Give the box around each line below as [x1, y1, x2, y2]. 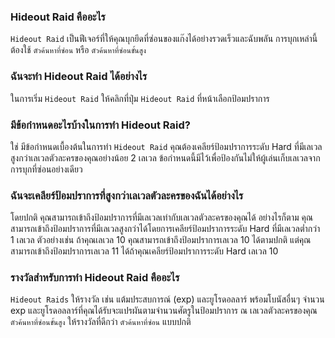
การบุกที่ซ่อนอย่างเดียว [10, 163, 83, 175]
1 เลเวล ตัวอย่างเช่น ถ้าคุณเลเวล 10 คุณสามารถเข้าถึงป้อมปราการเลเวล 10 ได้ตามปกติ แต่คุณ [10, 234, 312, 246]
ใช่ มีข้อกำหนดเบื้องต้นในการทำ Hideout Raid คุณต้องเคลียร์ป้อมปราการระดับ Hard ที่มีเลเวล [10, 140, 323, 152]
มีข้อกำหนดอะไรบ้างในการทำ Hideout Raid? [10, 118, 191, 132]
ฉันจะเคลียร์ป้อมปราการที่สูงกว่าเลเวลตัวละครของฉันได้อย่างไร [10, 188, 244, 202]
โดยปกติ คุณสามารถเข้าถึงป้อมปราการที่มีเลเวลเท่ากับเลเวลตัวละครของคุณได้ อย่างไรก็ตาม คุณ [10, 211, 313, 224]
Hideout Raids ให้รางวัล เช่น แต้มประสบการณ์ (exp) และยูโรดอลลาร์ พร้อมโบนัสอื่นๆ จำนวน [10, 293, 325, 305]
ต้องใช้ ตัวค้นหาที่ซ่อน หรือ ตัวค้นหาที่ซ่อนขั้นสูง [10, 44, 147, 56]
